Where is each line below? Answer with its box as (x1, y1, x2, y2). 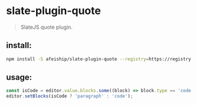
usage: (6, 72, 32, 83)
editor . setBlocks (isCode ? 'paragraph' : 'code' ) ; (6, 93, 133, 99)
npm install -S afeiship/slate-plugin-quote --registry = (6, 56, 149, 62)
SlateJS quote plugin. (20, 23, 73, 31)
